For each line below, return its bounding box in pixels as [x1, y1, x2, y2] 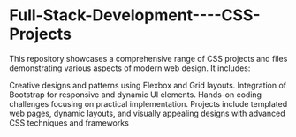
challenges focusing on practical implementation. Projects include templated [9, 98, 288, 109]
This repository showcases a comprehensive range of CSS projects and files [9, 53, 288, 64]
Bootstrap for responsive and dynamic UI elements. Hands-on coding [9, 89, 262, 100]
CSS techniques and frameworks [9, 117, 130, 128]
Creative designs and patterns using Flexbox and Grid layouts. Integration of [9, 80, 287, 90]
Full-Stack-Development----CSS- [9, 5, 261, 26]
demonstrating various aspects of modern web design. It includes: [9, 63, 251, 73]
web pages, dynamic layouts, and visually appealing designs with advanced [9, 108, 285, 118]
